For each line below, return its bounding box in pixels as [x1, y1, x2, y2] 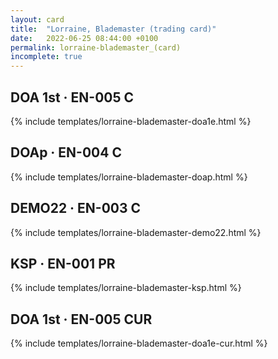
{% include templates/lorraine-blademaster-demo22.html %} [10, 226, 262, 238]
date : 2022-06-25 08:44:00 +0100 [10, 33, 159, 43]
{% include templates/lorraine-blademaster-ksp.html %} [10, 282, 242, 294]
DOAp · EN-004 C [10, 144, 122, 161]
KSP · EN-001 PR [10, 255, 116, 272]
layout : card [10, 14, 65, 25]
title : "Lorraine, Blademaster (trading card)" [10, 24, 217, 34]
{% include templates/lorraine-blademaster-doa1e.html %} [10, 115, 252, 127]
